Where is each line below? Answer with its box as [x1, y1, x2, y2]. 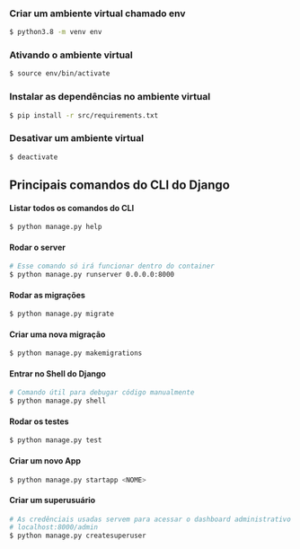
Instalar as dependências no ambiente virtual [9, 91, 211, 103]
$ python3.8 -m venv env [9, 28, 102, 37]
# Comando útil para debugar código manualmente [9, 388, 195, 397]
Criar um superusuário [9, 494, 96, 505]
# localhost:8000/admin [9, 523, 99, 532]
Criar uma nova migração [9, 329, 106, 340]
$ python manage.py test [9, 436, 102, 445]
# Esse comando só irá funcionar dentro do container [9, 261, 216, 271]
